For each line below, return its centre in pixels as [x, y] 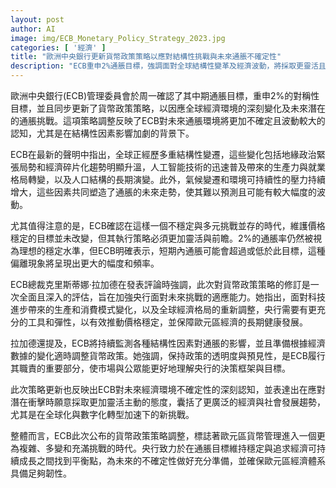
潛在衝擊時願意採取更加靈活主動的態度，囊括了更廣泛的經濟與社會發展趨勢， [168, 402]
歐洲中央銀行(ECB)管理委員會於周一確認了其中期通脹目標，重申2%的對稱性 [165, 95]
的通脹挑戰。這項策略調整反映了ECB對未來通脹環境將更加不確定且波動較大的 [168, 120]
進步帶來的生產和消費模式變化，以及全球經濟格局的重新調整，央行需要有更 [163, 309]
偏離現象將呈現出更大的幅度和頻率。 [85, 263]
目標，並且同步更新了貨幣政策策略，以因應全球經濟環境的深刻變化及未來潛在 [168, 108]
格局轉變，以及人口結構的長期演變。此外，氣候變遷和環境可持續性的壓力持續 [168, 179]
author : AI [33, 29]
